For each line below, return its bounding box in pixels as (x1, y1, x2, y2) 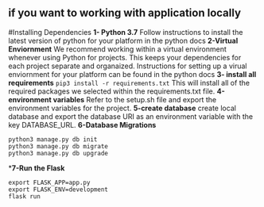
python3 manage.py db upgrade (8, 149, 109, 157)
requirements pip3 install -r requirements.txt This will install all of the (8, 78, 250, 87)
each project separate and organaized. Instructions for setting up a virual (8, 61, 247, 71)
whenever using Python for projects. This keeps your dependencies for (8, 52, 242, 62)
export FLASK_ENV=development (8, 186, 109, 194)
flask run (8, 192, 41, 201)
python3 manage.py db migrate (8, 142, 109, 150)
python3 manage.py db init (8, 135, 98, 144)
